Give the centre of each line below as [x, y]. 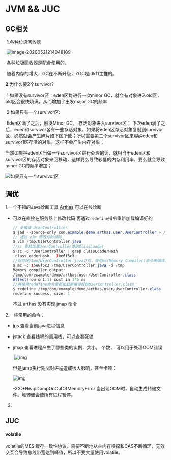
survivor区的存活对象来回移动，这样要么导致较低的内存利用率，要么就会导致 [85, 159]
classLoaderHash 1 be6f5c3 [45, 256]
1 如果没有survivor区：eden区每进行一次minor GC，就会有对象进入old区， [84, 95]
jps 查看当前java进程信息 [38, 325]
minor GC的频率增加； [29, 165]
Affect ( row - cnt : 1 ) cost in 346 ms [49, 280]
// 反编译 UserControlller [40, 227]
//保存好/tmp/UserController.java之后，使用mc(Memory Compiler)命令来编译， [91, 260]
